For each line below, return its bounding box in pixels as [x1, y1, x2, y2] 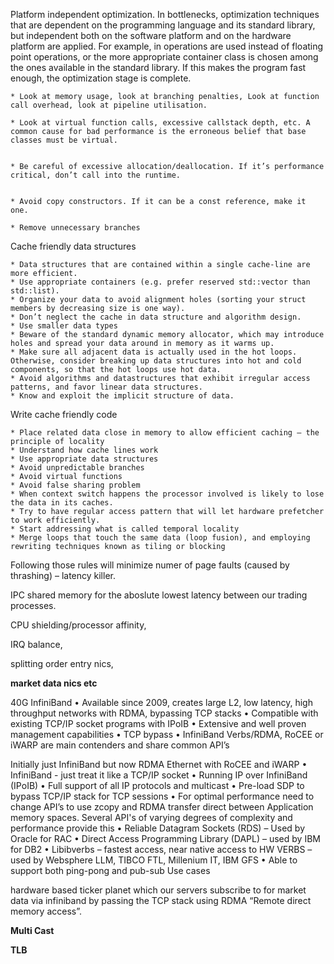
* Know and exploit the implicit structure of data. [10, 391, 235, 401]
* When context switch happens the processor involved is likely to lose [10, 489, 325, 499]
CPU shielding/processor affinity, [10, 619, 147, 631]
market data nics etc [10, 677, 98, 689]
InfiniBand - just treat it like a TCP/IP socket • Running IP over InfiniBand [10, 769, 308, 781]
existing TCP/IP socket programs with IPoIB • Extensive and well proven [10, 718, 307, 729]
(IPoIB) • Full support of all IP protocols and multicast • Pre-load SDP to [10, 780, 305, 791]
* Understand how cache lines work [10, 445, 159, 455]
